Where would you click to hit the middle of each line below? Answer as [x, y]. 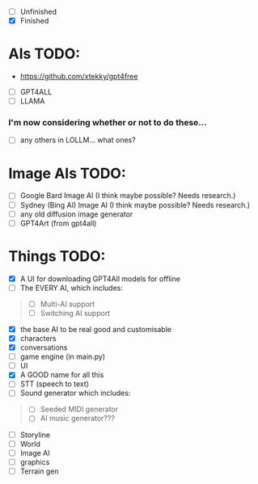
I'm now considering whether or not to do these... [108, 123]
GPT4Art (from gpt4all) [58, 223]
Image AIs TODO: [68, 173]
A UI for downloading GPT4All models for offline [100, 279]
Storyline [35, 435]
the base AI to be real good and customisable [96, 329]
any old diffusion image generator [76, 214]
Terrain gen [39, 471]
